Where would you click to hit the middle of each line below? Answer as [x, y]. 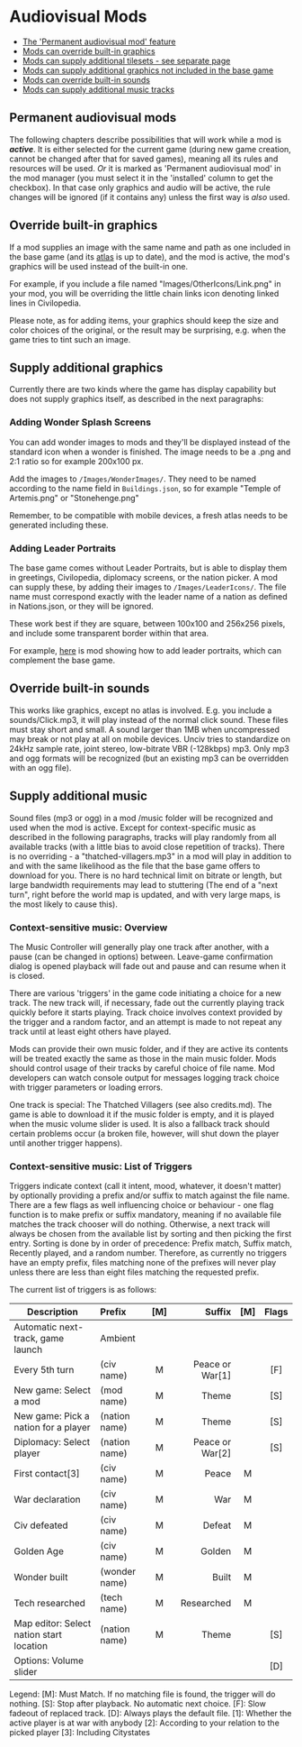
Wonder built [41, 1578]
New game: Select [53, 1390]
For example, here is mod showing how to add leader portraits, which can [145, 650]
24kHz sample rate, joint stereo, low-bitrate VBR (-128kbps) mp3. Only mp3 [149, 748]
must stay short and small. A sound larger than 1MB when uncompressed [145, 729]
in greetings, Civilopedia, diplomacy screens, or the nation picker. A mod [144, 577]
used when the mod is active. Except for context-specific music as [133, 828]
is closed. [27, 975]
